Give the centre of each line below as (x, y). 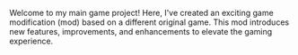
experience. (31, 41)
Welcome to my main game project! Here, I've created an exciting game (141, 13)
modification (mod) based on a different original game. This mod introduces (149, 22)
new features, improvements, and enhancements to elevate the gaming (141, 31)
